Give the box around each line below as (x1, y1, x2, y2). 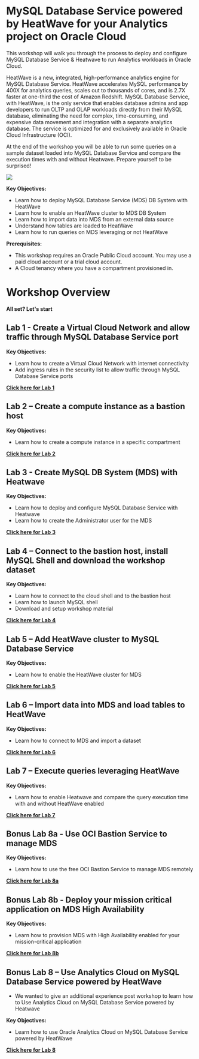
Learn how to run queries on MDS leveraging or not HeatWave (14, 228, 169, 235)
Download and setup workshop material (14, 605, 114, 613)
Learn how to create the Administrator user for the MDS (14, 517, 152, 524)
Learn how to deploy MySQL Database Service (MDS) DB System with (14, 196, 188, 203)
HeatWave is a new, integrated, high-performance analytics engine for (6, 74, 179, 81)
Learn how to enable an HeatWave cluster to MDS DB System (14, 209, 166, 217)
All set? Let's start (6, 305, 53, 313)
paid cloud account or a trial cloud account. (14, 258, 123, 265)
